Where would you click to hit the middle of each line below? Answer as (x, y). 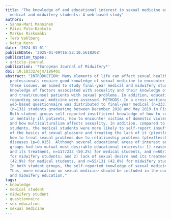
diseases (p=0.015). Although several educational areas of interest (85, 142)
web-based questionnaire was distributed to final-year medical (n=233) (89, 105)
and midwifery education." (38, 175)
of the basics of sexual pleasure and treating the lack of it (78, 133)
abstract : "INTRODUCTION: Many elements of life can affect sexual (78, 76)
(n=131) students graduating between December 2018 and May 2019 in (84, 109)
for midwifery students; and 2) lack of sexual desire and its (78, 157)
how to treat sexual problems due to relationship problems (75, 138)
